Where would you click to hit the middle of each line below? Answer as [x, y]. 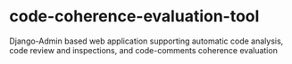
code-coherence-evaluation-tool [134, 16]
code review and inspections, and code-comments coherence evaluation [144, 50]
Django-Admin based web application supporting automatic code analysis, [146, 41]
